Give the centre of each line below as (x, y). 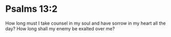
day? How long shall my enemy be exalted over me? (60, 28)
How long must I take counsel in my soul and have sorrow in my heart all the (85, 23)
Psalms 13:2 (31, 9)
